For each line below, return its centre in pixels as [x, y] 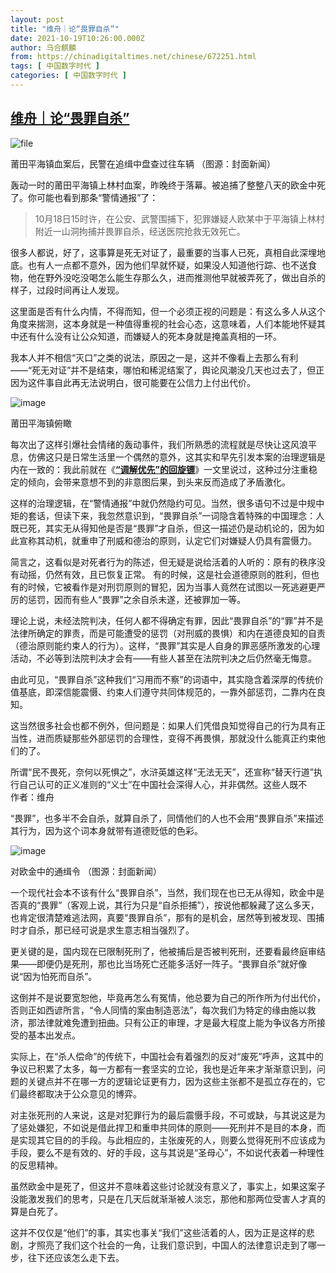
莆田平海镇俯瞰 [41, 423]
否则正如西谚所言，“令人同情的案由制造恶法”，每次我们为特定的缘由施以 [159, 1010]
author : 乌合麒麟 [43, 47]
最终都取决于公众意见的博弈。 [80, 1093]
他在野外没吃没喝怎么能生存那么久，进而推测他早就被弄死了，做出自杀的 [176, 277]
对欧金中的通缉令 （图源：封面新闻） [86, 871]
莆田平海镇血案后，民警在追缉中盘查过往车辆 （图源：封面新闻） [143, 163]
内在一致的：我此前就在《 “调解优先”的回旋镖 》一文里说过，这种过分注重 [160, 469]
